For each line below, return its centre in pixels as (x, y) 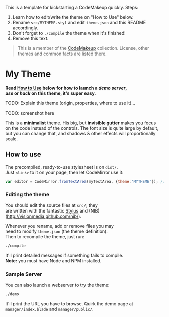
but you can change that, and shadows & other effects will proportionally (80, 133)
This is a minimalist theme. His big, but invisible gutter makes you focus (81, 123)
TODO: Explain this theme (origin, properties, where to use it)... (70, 103)
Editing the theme (27, 194)
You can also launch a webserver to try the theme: (57, 285)
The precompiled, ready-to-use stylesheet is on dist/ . (62, 167)
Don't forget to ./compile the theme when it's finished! (69, 33)
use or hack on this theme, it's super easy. (51, 93)
